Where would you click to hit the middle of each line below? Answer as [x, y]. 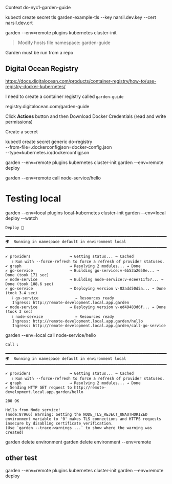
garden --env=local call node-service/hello [51, 335]
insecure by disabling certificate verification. [59, 423]
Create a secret [22, 132]
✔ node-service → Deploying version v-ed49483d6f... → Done [86, 307]
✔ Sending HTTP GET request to [39, 387]
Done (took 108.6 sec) [29, 284]
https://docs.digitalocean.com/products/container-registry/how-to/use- [81, 81]
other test [21, 458]
